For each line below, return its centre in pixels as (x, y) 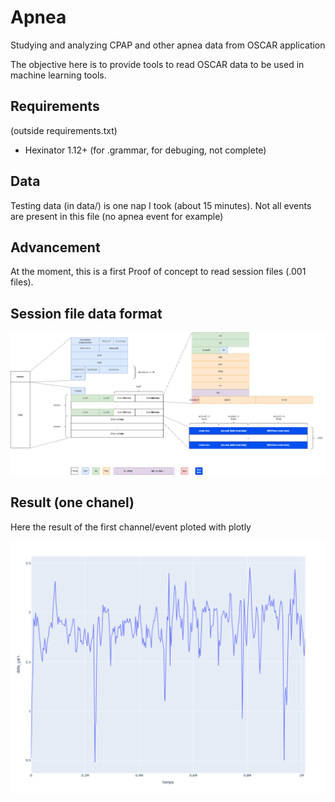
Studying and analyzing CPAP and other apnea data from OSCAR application (168, 45)
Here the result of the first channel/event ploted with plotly (131, 527)
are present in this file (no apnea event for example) (117, 216)
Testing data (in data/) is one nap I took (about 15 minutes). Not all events (161, 205)
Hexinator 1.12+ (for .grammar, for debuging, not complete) (145, 150)
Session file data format (86, 313)
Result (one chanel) (72, 502)
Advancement (55, 247)
